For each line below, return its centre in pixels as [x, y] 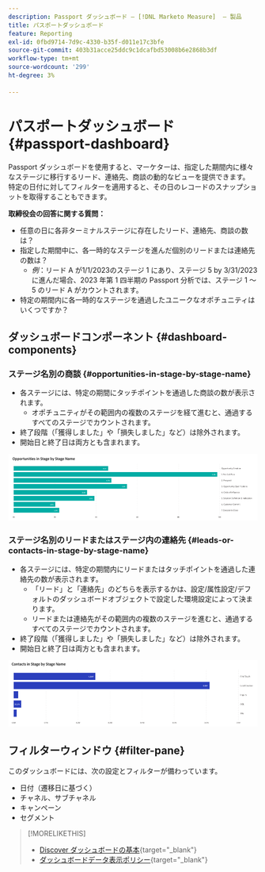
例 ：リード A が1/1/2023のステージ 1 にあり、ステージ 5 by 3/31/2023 [144, 270]
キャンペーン [40, 808]
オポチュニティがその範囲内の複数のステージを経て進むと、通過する [142, 413]
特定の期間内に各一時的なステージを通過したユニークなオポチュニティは [137, 300]
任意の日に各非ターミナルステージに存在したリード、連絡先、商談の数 [134, 230]
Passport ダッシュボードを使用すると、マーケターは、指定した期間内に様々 [131, 167]
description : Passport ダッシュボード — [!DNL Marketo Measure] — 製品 [125, 17]
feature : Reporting [40, 33]
